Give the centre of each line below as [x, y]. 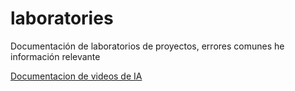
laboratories [62, 18]
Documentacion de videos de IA [76, 76]
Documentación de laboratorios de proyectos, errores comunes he [147, 46]
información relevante [55, 56]
